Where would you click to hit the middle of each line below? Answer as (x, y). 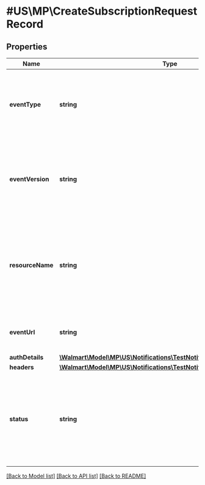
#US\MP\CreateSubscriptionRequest (102, 11)
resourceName (31, 265)
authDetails (27, 357)
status (19, 419)
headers (22, 367)
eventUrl (22, 332)
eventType (25, 104)
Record (25, 24)
